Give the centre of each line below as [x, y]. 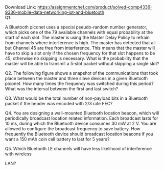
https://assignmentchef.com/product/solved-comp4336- [95, 7]
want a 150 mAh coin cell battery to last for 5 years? [57, 139]
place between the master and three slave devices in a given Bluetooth [77, 78]
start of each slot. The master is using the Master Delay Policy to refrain [78, 37]
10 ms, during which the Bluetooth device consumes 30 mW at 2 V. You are [81, 123]
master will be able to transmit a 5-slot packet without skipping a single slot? [82, 64]
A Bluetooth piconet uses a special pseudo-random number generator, [76, 27]
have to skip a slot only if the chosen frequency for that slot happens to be [80, 53]
